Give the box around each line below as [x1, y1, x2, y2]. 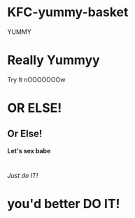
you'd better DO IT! [7, 196, 120, 212]
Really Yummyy [7, 52, 100, 68]
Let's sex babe [7, 146, 51, 155]
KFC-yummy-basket [7, 4, 129, 20]
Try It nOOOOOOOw [7, 75, 66, 84]
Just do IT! [7, 172, 38, 180]
